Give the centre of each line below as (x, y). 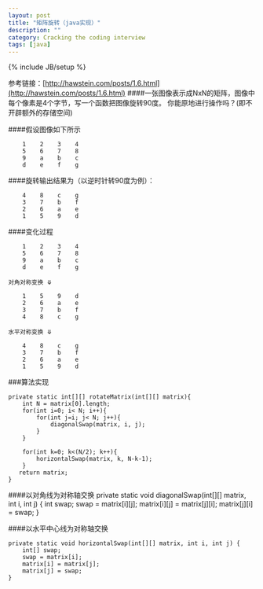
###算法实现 (29, 382)
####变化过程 (31, 232)
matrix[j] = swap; (52, 571)
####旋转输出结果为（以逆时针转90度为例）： (81, 181)
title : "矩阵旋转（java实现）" (55, 23)
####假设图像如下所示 (44, 130)
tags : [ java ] (29, 45)
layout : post (29, 15)
